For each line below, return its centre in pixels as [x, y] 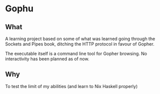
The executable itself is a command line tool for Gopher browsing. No [76, 53]
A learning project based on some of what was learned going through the [80, 39]
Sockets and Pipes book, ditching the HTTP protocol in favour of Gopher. [80, 44]
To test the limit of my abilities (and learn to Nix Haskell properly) [72, 86]
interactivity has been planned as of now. [47, 59]
